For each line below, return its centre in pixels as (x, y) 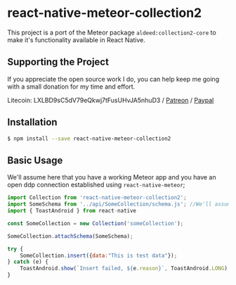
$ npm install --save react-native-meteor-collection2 (89, 139)
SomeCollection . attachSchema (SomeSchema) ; (70, 236)
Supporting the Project (58, 62)
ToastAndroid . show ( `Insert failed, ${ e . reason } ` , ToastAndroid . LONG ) (124, 269)
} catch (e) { (28, 262)
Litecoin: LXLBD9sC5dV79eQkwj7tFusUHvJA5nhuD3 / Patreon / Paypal (111, 100)
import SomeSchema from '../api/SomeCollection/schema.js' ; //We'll (110, 204)
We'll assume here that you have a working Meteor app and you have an (112, 177)
